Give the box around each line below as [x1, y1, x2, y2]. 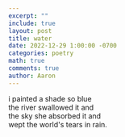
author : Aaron [8, 72, 56, 80]
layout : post [8, 27, 52, 35]
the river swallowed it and [8, 102, 94, 112]
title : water [8, 34, 52, 43]
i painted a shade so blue [8, 93, 92, 103]
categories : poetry [8, 49, 74, 57]
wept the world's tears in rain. [8, 119, 107, 129]
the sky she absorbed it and [8, 110, 102, 121]
